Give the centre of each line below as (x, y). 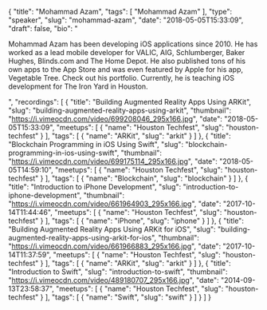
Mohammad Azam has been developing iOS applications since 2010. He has (133, 44)
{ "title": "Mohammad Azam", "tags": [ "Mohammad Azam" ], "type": (120, 12)
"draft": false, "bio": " (43, 28)
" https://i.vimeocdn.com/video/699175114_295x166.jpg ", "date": (113, 161)
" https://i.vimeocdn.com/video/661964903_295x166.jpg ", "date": (115, 204)
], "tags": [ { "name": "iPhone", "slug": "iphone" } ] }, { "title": (145, 221)
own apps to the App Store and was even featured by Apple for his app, (126, 70)
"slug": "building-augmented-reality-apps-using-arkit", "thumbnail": (120, 110)
